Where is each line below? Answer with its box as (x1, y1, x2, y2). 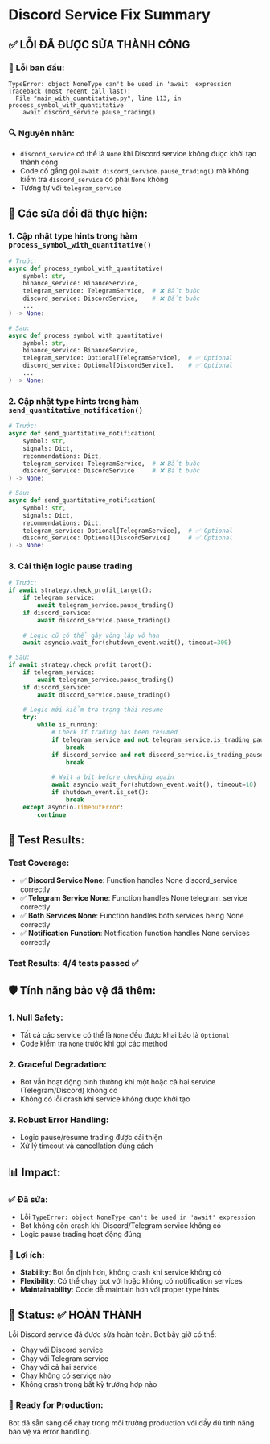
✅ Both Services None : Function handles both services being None (19, 911, 244, 921)
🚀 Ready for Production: (8, 1400, 104, 1411)
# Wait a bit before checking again (51, 773, 174, 781)
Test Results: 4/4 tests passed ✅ (8, 958, 139, 969)
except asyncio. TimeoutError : (22, 803, 125, 811)
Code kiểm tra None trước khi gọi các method (19, 1038, 168, 1048)
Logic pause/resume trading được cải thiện (19, 1133, 163, 1142)
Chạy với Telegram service (19, 1354, 109, 1363)
